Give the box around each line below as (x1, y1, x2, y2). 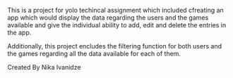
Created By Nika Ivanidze (7, 63, 81, 71)
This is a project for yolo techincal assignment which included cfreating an (7, 6, 224, 14)
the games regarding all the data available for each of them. (7, 49, 181, 58)
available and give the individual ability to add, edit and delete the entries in (7, 21, 227, 29)
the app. (7, 28, 32, 37)
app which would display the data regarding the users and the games (7, 13, 209, 22)
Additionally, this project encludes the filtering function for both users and (7, 42, 222, 50)
